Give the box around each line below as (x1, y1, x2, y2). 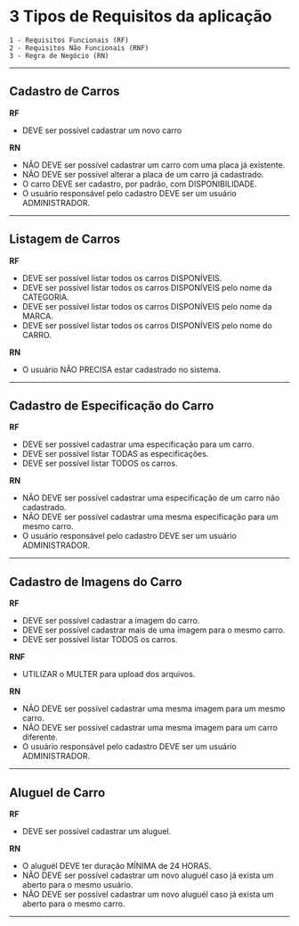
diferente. (21, 732, 58, 742)
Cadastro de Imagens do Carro (9, 574, 182, 590)
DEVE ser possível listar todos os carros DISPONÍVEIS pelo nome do (21, 319, 273, 331)
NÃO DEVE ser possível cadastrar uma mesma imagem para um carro (21, 723, 279, 733)
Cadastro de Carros (9, 84, 120, 99)
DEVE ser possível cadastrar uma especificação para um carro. (21, 439, 255, 450)
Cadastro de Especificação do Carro (9, 398, 214, 413)
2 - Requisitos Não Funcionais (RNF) (9, 43, 149, 53)
